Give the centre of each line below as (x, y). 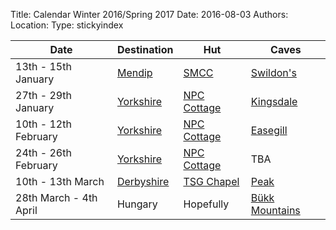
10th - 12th (43, 124)
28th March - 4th (56, 197)
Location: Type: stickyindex (67, 25)
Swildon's (273, 72)
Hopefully (206, 204)
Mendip (134, 72)
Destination (145, 49)
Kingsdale (274, 101)
